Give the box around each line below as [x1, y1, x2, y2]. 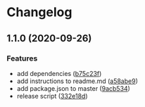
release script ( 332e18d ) [16, 92, 88, 100]
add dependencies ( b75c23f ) [16, 69, 102, 77]
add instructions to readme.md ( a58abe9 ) [16, 77, 138, 85]
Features [6, 53, 38, 63]
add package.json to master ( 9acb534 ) [16, 84, 131, 92]
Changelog [6, 4, 72, 20]
